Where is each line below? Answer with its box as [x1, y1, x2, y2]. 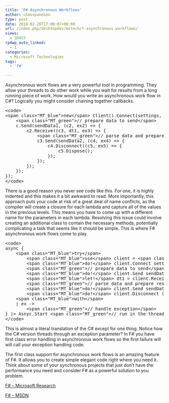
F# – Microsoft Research [5, 383, 56, 389]
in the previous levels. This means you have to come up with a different [5, 209, 153, 215]
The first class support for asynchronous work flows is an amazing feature [5, 352, 159, 358]
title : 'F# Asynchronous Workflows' [5, 7, 82, 13]
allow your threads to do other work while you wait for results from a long [5, 87, 157, 93]
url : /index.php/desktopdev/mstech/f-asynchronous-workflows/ [5, 26, 138, 31]
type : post [5, 17, 28, 22]
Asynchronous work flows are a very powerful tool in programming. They [5, 82, 157, 88]
